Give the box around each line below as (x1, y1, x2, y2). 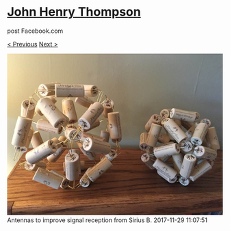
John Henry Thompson (7, 4, 142, 20)
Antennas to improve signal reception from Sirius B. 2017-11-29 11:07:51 (7, 216, 207, 224)
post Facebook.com (7, 27, 64, 35)
